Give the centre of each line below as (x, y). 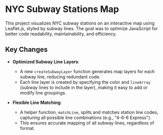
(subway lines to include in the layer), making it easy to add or (84, 87)
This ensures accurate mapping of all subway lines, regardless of (87, 123)
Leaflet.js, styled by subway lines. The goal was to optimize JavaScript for (81, 28)
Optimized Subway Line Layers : (46, 62)
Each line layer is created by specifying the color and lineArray (85, 82)
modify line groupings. (43, 93)
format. (27, 128)
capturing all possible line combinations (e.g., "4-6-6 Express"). (85, 117)
